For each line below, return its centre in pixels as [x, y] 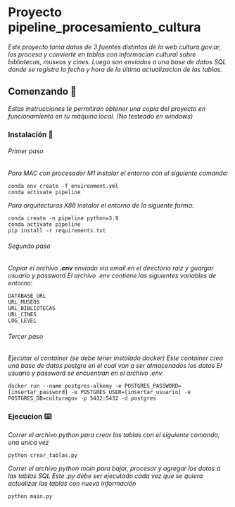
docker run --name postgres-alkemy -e [65, 386]
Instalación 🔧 [31, 134]
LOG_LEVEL [23, 321]
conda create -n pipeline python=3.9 [63, 218]
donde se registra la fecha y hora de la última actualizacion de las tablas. [115, 69]
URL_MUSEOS [24, 302]
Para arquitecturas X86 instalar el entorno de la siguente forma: [101, 205]
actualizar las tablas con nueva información [72, 483]
